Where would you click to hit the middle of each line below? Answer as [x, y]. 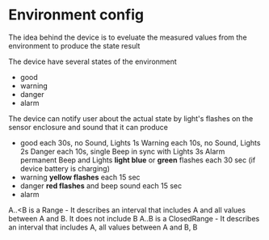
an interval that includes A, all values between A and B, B [103, 227]
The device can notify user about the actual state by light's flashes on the [131, 118]
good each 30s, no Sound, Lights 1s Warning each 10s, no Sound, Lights [140, 142]
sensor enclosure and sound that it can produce [88, 127]
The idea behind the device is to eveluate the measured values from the [128, 37]
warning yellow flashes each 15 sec [80, 177]
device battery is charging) [65, 168]
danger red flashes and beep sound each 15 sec [101, 185]
